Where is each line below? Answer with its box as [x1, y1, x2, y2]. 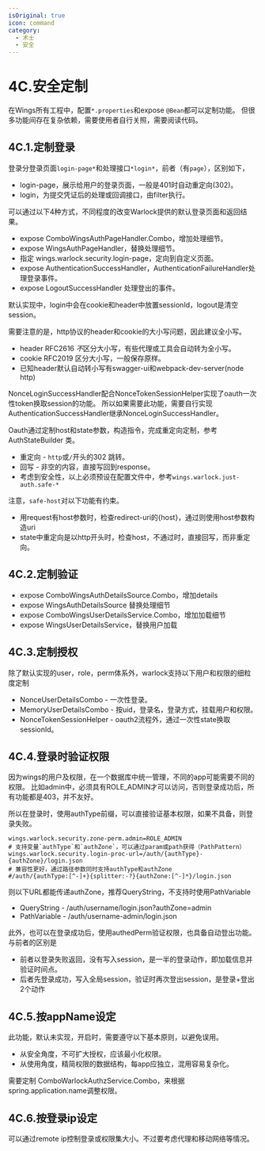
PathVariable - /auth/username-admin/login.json [19, 912, 177, 921]
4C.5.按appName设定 [8, 1010, 116, 1023]
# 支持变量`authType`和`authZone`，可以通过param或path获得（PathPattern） [8, 843, 246, 851]
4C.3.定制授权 [8, 645, 78, 659]
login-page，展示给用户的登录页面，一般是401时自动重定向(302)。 [19, 180, 238, 189]
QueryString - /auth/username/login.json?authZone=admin [19, 903, 212, 912]
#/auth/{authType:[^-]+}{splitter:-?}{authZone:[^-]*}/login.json [8, 873, 232, 881]
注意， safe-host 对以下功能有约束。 [8, 495, 124, 505]
